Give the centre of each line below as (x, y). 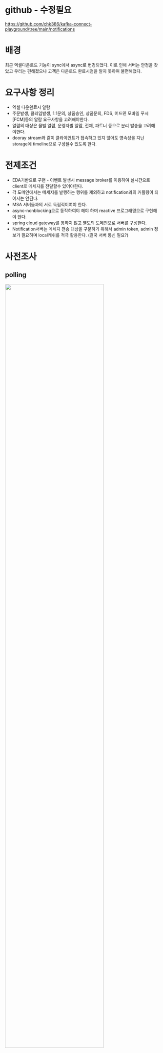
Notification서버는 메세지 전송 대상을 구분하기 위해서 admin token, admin (82, 229)
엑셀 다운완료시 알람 (31, 107)
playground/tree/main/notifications (40, 29)
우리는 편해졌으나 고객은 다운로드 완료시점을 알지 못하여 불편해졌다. (78, 71)
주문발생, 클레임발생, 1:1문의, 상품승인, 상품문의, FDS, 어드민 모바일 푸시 (80, 113)
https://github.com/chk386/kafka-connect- (49, 24)
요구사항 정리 (30, 93)
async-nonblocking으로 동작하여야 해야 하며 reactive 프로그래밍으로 (78, 211)
